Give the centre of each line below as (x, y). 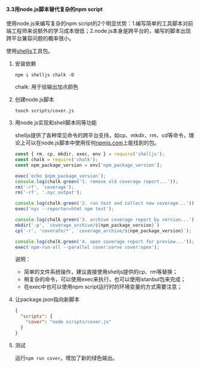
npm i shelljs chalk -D (44, 75)
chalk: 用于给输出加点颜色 (47, 87)
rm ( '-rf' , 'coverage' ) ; (44, 187)
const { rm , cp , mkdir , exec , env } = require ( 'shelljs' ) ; (90, 154)
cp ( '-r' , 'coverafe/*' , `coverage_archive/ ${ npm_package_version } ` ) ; (103, 231)
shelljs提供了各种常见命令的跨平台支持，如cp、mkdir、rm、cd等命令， (102, 135)
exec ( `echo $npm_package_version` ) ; (60, 176)
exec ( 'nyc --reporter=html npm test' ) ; (64, 209)
